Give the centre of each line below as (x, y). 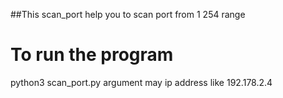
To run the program (92, 55)
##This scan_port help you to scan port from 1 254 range (128, 14)
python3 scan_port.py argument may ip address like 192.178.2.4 (141, 82)
